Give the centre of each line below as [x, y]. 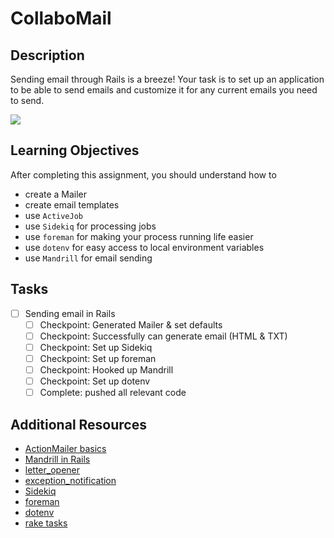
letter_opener [52, 469]
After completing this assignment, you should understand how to [143, 174]
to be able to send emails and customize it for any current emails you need [164, 90]
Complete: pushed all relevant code [113, 393]
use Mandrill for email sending [88, 258]
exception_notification [70, 480]
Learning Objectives [75, 150]
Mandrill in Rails [57, 459]
